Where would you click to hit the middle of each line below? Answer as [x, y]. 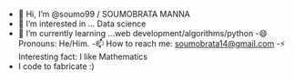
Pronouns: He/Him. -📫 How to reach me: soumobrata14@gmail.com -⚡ [152, 44]
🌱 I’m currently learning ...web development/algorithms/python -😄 [143, 33]
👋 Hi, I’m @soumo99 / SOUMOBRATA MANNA [104, 14]
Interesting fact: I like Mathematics [83, 56]
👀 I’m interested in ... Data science [82, 24]
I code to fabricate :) [56, 66]
